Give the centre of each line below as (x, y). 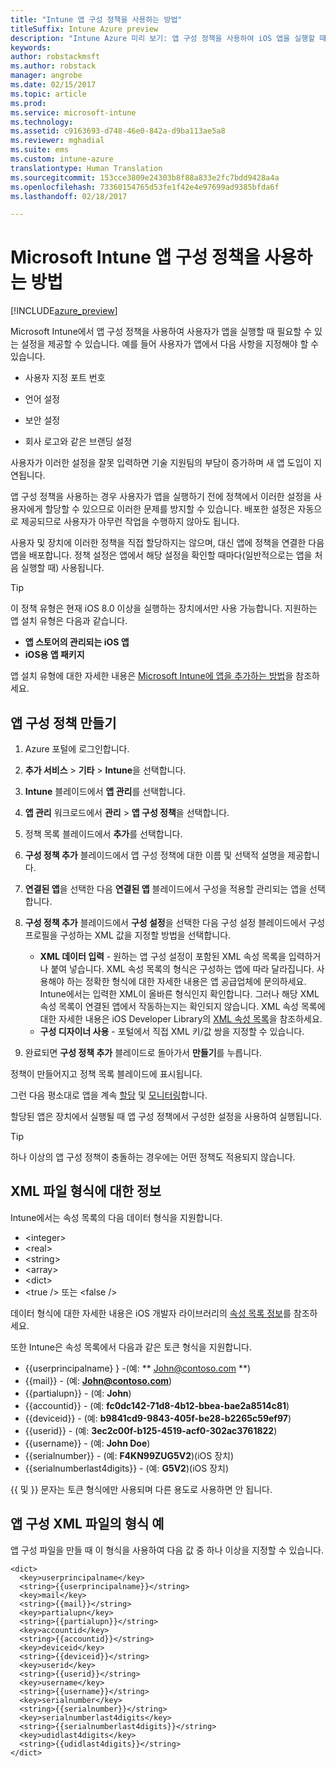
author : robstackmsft (55, 57)
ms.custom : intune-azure (62, 159)
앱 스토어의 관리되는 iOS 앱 (77, 642)
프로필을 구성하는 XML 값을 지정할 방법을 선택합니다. (128, 935)
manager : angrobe (46, 76)
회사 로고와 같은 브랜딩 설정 (78, 442)
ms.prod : (28, 103)
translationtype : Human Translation (86, 168)
